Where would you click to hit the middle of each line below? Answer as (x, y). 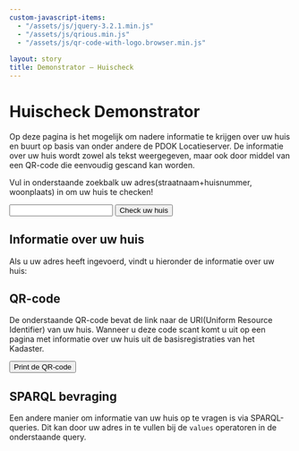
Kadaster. (27, 349)
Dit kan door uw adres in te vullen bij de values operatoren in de (159, 428)
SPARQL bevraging (63, 396)
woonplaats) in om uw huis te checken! (81, 191)
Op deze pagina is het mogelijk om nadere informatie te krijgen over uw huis (150, 136)
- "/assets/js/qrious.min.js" (73, 34)
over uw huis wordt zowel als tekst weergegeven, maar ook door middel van (150, 155)
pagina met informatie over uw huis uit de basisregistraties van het (132, 339)
